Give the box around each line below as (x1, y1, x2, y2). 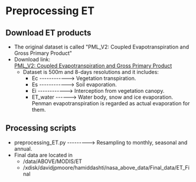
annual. (14, 145, 32, 152)
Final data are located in (14, 151, 73, 158)
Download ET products (5, 28, 92, 38)
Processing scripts (5, 123, 76, 134)
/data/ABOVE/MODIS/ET (22, 158, 83, 165)
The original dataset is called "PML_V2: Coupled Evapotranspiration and (14, 43, 190, 50)
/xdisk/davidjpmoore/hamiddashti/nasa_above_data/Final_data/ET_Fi (22, 164, 190, 171)
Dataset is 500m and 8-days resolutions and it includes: (22, 69, 159, 75)
